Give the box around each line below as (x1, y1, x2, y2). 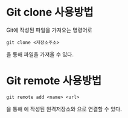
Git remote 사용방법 (6, 74, 101, 87)
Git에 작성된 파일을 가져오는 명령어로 (6, 26, 92, 34)
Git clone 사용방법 (6, 5, 94, 19)
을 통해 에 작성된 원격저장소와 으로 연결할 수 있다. (6, 105, 123, 113)
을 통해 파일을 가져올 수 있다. (6, 50, 74, 58)
